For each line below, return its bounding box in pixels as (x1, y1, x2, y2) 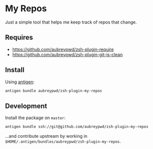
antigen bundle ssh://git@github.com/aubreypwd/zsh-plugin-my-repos (5, 124, 149, 129)
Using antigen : (5, 79, 35, 85)
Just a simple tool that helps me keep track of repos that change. (5, 19, 137, 25)
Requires (5, 33, 33, 42)
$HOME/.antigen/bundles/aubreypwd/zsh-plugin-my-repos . (5, 138, 122, 145)
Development (5, 101, 48, 110)
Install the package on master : (5, 115, 66, 121)
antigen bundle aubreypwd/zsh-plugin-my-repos (5, 88, 102, 93)
